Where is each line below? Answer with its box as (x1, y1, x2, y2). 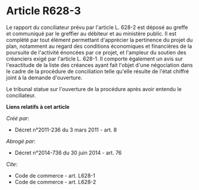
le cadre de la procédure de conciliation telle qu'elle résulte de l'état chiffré (6, 67, 190, 75)
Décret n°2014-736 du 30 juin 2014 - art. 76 (14, 149, 122, 156)
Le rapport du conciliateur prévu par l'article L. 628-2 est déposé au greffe (6, 24, 188, 31)
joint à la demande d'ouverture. (6, 74, 83, 81)
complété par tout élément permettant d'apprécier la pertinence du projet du (6, 36, 193, 43)
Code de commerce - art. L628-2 (14, 178, 97, 185)
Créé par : (6, 114, 30, 122)
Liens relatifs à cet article (6, 103, 70, 110)
